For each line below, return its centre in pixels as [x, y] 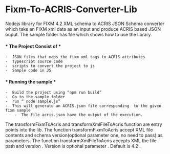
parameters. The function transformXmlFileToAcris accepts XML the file [81, 141]
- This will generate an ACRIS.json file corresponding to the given [83, 106]
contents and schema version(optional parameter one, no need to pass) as [84, 135]
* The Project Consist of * [33, 46]
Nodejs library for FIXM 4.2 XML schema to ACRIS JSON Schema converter [85, 24]
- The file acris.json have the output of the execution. [79, 115]
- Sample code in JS [28, 71]
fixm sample [18, 111]
